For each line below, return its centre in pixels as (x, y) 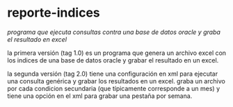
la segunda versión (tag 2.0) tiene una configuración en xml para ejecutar (112, 74)
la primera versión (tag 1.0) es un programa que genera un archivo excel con (117, 53)
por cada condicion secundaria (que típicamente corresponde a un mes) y (114, 88)
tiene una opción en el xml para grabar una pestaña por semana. (100, 96)
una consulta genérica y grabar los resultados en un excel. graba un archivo (116, 81)
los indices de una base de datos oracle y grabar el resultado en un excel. (113, 60)
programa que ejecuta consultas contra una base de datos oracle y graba (114, 32)
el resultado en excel (37, 39)
